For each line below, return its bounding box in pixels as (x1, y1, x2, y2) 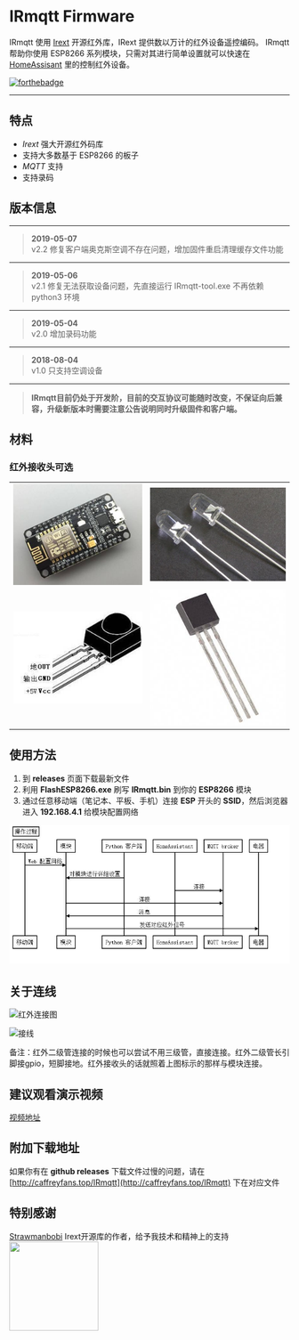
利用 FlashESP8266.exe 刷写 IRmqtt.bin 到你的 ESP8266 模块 (21, 784, 252, 794)
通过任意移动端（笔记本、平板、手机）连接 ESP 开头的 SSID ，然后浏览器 (21, 795, 288, 806)
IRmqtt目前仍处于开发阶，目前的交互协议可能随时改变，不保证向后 (30, 392, 275, 402)
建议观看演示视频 (9, 1086, 103, 1101)
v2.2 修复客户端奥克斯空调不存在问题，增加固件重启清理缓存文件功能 (30, 243, 284, 255)
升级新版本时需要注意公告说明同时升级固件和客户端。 (46, 403, 242, 414)
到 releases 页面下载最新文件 (21, 773, 130, 784)
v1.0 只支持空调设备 (30, 365, 103, 376)
